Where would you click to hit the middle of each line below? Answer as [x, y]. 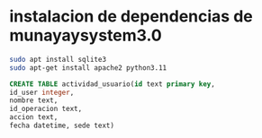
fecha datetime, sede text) [62, 126]
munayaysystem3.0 [86, 35]
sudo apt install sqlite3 [58, 59]
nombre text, [34, 100]
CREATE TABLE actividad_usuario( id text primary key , [113, 84]
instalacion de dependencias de [131, 17]
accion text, [34, 117]
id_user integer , [42, 92]
